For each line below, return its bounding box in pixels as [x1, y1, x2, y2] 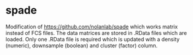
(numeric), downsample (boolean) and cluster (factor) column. [5, 42, 158, 49]
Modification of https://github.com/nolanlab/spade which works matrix [5, 23, 178, 30]
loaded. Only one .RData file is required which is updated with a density [5, 35, 180, 43]
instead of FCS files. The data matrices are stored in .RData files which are [5, 29, 187, 36]
